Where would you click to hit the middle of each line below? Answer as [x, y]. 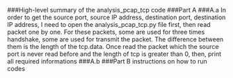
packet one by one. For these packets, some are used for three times [106, 32]
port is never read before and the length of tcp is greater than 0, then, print [114, 54]
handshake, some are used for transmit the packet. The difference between [115, 39]
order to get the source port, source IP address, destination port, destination [116, 17]
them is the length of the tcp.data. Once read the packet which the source [113, 47]
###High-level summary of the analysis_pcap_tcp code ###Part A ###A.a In [116, 10]
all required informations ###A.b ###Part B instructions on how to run [107, 61]
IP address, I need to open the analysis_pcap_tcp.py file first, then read [109, 25]
